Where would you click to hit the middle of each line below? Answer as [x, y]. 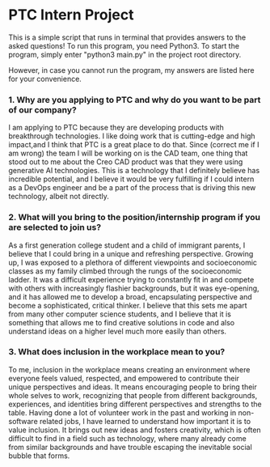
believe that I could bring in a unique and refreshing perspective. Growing [131, 253]
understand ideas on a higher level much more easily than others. [118, 331]
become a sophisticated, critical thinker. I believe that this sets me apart [128, 305]
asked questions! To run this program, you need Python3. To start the [124, 45]
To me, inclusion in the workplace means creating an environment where [129, 369]
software [23, 421]
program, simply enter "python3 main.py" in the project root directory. [125, 54]
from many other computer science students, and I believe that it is [120, 314]
